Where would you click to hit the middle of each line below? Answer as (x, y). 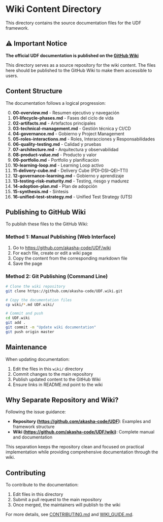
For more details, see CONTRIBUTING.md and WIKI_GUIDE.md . (69, 515)
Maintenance (26, 347)
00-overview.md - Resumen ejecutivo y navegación (66, 113)
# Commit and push (24, 313)
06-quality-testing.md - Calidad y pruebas (57, 144)
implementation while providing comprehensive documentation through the (82, 452)
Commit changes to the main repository (53, 374)
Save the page (27, 263)
